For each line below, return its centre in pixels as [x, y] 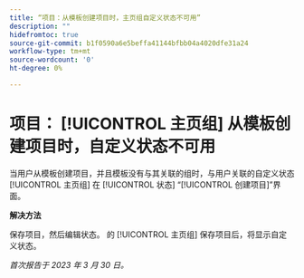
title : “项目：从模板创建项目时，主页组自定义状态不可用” [105, 18]
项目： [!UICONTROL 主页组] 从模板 [142, 124]
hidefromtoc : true [44, 34]
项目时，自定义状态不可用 [121, 147]
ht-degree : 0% [36, 69]
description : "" [40, 26]
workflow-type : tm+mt [50, 52]
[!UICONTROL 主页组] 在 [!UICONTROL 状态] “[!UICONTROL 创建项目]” [141, 184]
